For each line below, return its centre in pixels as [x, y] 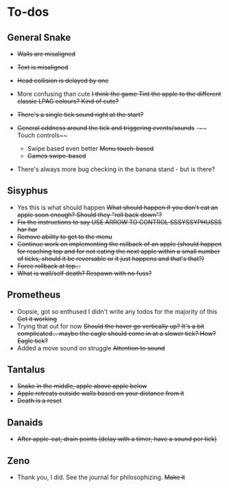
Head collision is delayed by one [63, 81]
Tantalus [26, 370]
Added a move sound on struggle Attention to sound [91, 348]
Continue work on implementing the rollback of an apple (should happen [119, 244]
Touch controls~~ [42, 135]
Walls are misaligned [46, 54]
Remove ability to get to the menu [64, 236]
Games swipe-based [57, 156]
